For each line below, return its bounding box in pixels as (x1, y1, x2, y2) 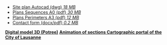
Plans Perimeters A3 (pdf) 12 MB (12, 15, 80, 20)
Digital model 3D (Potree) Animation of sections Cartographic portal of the (5, 29, 162, 35)
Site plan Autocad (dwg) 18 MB (12, 4, 76, 10)
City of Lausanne (5, 34, 41, 40)
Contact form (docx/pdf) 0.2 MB (12, 20, 79, 25)
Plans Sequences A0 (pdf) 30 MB (12, 9, 81, 15)
